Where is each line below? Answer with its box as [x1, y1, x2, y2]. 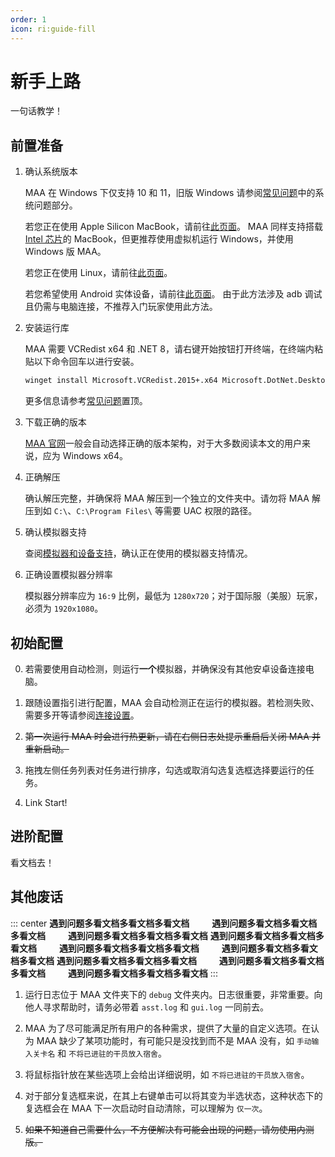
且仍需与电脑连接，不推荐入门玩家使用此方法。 [24, 301, 218, 313]
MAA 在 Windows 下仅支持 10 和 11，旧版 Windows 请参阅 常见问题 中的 [24, 187, 316, 199]
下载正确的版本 [24, 416, 87, 428]
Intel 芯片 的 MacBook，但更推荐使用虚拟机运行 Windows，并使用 [24, 233, 294, 245]
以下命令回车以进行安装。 [33, 356, 140, 368]
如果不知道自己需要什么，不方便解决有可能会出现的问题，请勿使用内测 [24, 1123, 315, 1135]
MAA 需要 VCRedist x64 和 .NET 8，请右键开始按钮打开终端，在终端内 [24, 343, 315, 355]
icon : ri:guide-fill [10, 24, 97, 34]
